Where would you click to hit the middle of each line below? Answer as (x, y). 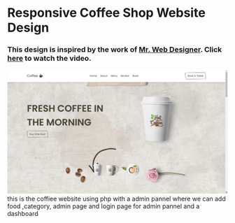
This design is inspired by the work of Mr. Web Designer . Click (115, 50)
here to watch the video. (50, 59)
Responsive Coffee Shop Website (107, 13)
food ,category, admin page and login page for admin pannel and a (104, 206)
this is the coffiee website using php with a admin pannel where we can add (116, 199)
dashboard (23, 213)
